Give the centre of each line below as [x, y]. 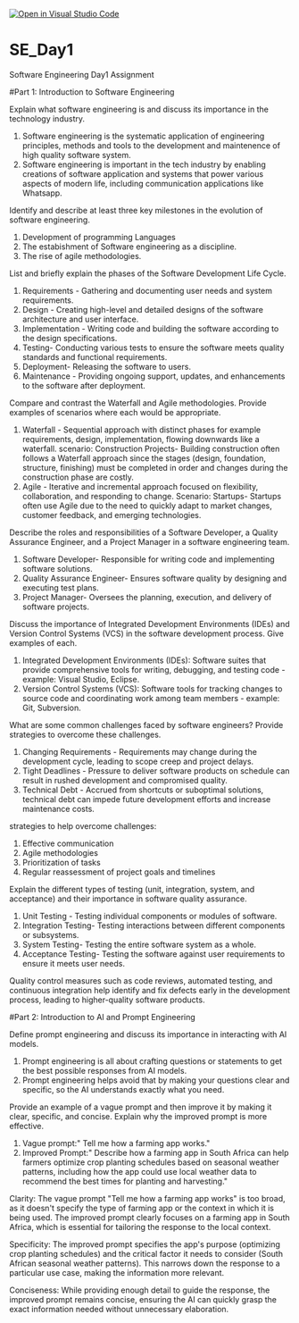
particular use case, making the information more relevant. [117, 1272]
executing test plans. [61, 587]
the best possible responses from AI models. [104, 1070]
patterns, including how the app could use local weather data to [139, 1171]
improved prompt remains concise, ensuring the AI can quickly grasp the [143, 1299]
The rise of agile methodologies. [82, 255]
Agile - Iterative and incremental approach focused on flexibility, [140, 486]
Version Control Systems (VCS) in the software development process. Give [146, 633]
